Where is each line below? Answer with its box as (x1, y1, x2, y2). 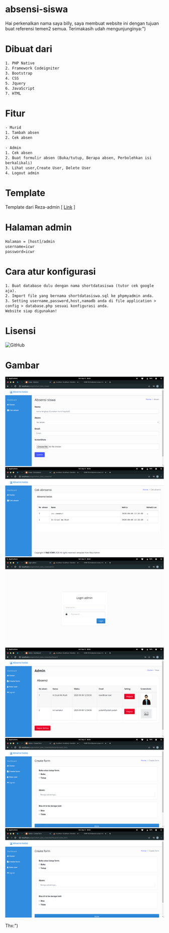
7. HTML (5, 91, 22, 96)
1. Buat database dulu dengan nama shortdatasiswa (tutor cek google (5, 283, 154, 288)
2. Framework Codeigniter (5, 66, 59, 71)
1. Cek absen (5, 150, 33, 155)
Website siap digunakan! (5, 308, 57, 314)
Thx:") (5, 922, 19, 928)
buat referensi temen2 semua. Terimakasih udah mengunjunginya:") (5, 25, 146, 31)
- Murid (5, 125, 22, 130)
